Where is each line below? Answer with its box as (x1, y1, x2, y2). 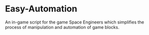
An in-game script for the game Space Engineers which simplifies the (5, 19, 145, 25)
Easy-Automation (5, 3, 77, 14)
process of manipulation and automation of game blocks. (5, 24, 119, 30)
